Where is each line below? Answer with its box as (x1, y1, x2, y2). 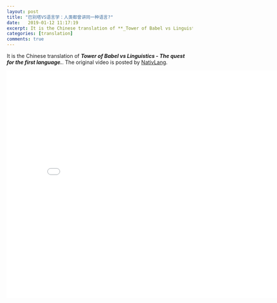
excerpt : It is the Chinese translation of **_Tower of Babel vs (6, 25, 171, 31)
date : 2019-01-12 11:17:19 (6, 20, 79, 25)
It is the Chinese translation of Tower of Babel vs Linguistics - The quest (6, 53, 185, 59)
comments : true (6, 36, 44, 42)
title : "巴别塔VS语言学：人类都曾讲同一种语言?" (6, 14, 114, 20)
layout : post (6, 8, 39, 15)
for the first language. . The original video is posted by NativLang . (6, 59, 168, 66)
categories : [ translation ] (6, 31, 73, 37)
